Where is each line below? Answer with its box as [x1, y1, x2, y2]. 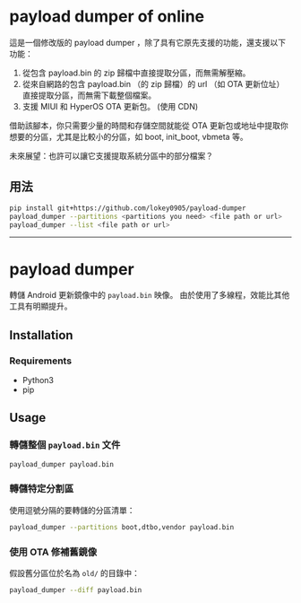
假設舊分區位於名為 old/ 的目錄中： [9, 568, 141, 579]
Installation [9, 328, 73, 343]
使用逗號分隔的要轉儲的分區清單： [9, 504, 135, 515]
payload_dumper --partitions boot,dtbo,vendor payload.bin [9, 522, 235, 531]
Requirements [9, 354, 73, 367]
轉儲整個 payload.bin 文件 [9, 439, 121, 451]
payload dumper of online [9, 6, 205, 27]
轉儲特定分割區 [9, 483, 74, 495]
